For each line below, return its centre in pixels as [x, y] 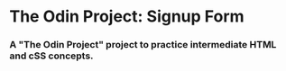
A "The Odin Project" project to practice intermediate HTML [143, 45]
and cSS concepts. [51, 56]
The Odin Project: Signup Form [127, 17]
